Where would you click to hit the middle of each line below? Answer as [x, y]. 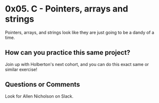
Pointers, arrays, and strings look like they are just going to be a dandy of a [80, 32]
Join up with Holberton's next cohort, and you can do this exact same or [77, 64]
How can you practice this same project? [68, 53]
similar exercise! [21, 69]
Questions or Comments [43, 84]
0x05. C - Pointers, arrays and [67, 9]
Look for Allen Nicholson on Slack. [39, 96]
